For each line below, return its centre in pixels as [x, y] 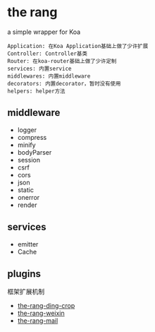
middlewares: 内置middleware [49, 76]
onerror [29, 197]
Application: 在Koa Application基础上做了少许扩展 [78, 46]
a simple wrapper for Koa [44, 32]
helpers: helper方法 [36, 91]
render [27, 205]
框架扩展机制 [26, 292]
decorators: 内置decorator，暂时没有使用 [64, 83]
